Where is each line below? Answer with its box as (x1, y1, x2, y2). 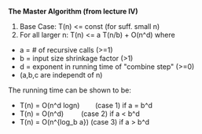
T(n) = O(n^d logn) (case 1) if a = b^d (19, 101, 153, 110)
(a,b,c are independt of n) (19, 71, 103, 79)
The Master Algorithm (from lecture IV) (8, 7, 139, 16)
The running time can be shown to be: (8, 85, 131, 95)
